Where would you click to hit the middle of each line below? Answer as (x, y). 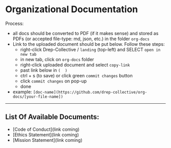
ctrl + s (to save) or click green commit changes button (76, 75)
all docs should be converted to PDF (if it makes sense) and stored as (85, 33)
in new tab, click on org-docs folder (57, 59)
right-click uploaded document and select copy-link (75, 65)
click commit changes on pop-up (53, 81)
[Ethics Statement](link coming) (46, 135)
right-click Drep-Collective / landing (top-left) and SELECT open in (90, 49)
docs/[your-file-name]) (38, 97)
